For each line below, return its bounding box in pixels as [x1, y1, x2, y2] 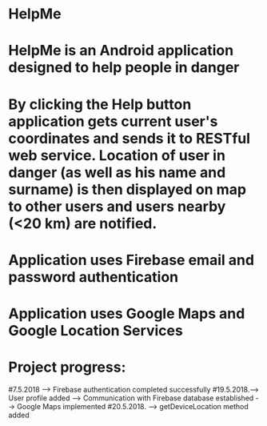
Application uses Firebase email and [8, 251, 254, 269]
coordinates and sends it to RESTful [8, 129, 250, 147]
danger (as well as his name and [8, 163, 226, 181]
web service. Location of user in [8, 146, 226, 164]
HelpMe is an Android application [8, 42, 234, 60]
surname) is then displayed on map [8, 180, 246, 199]
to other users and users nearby [8, 197, 226, 215]
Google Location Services [8, 321, 184, 340]
